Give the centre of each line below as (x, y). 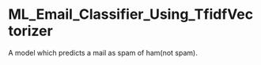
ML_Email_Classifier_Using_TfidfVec (131, 14)
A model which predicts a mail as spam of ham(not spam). (103, 52)
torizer (30, 31)
